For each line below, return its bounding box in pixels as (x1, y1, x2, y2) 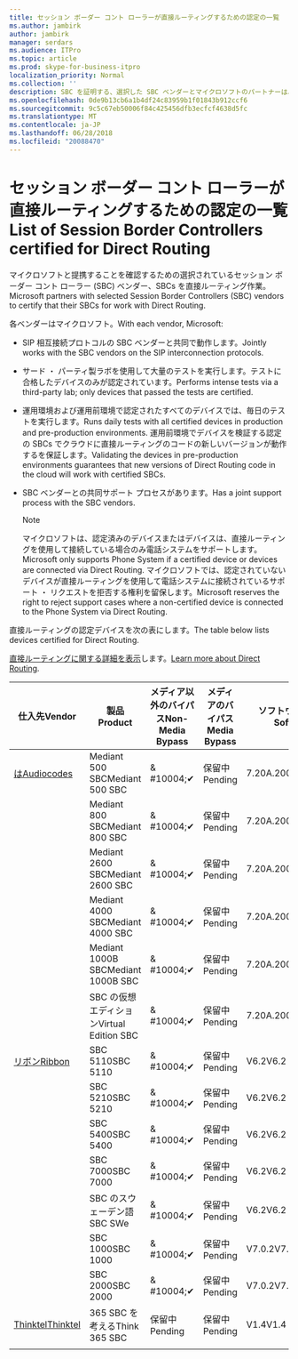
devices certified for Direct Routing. (9, 634, 139, 645)
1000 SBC (89, 1242, 131, 1255)
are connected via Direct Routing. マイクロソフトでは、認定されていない (21, 564, 286, 575)
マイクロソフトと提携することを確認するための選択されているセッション (9, 269, 273, 280)
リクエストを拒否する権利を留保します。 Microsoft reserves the (50, 586, 280, 597)
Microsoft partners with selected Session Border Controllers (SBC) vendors (9, 290, 285, 301)
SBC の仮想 (89, 991, 137, 1003)
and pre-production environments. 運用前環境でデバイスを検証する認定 (21, 427, 282, 438)
